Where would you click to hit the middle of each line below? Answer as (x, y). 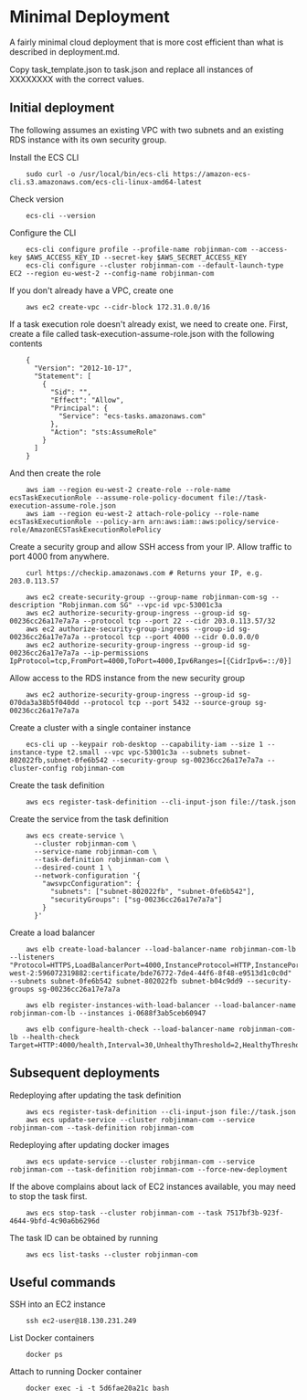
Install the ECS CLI (44, 157)
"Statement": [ (63, 376)
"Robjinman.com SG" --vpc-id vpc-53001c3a (140, 605)
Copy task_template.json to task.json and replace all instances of (132, 69)
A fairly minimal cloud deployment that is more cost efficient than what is (147, 42)
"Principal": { (79, 408)
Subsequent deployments (85, 1074)
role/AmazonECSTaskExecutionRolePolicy (85, 530)
